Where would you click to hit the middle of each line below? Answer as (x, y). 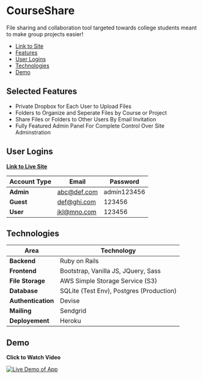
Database (24, 291)
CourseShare (41, 11)
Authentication (32, 301)
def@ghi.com (76, 202)
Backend (22, 261)
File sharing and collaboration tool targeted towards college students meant (102, 28)
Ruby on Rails (79, 261)
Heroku (71, 321)
